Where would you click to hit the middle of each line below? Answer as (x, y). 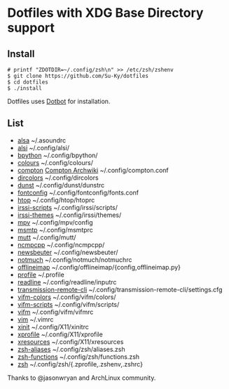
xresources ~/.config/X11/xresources (70, 341)
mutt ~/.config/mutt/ (47, 237)
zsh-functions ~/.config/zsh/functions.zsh (78, 357)
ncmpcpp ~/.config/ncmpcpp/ (61, 244)
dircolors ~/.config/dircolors (58, 178)
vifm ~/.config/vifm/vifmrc (55, 312)
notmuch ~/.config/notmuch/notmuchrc (75, 259)
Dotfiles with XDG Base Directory (105, 13)
